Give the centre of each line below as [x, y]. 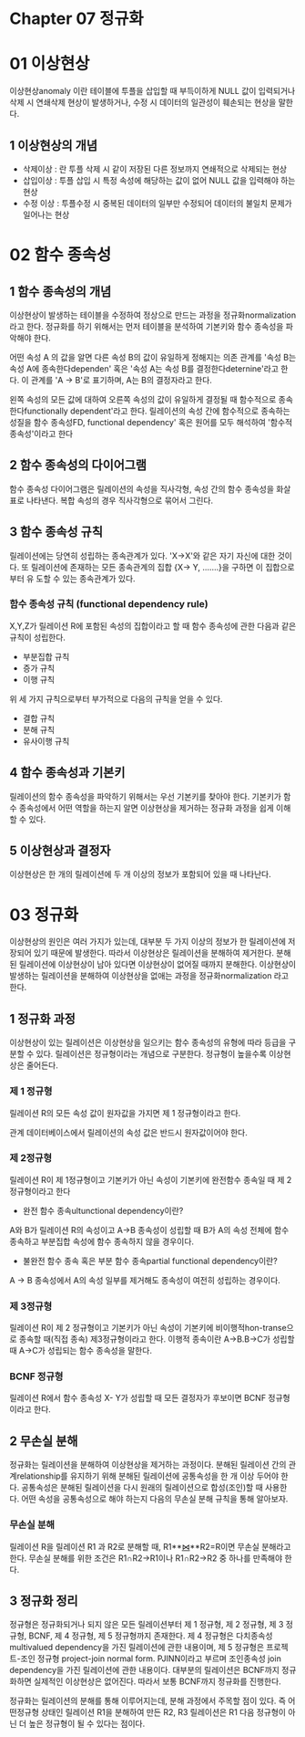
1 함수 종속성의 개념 [61, 292]
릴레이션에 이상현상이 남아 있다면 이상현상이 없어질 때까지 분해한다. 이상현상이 [158, 965]
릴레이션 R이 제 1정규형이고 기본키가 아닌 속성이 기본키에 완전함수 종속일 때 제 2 [151, 1179]
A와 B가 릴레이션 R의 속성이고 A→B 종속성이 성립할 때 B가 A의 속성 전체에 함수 [149, 1230]
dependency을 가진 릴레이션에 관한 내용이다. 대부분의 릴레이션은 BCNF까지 [145, 1670]
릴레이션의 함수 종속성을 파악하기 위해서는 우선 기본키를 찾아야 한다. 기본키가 [146, 796]
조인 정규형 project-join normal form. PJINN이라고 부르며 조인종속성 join [151, 1659]
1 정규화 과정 [42, 1019]
